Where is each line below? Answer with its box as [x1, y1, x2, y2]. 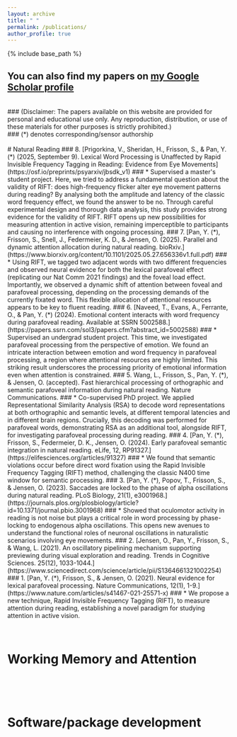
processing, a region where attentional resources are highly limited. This [7, 355, 218, 365]
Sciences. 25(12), [7, 559, 58, 567]
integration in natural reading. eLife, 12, [7, 446, 122, 455]
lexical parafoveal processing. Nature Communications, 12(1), [7, 581, 186, 590]
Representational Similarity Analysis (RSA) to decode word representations [7, 401, 225, 409]
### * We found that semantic [127, 454, 216, 462]
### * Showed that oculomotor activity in [104, 506, 225, 515]
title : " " [7, 17, 40, 24]
